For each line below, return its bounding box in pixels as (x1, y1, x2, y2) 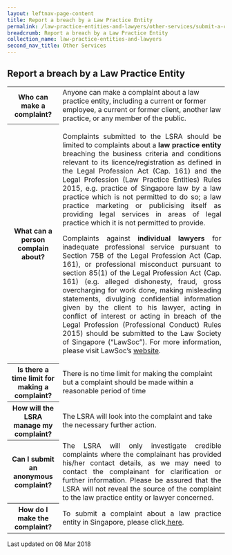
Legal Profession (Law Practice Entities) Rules (61, 174, 222, 184)
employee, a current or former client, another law (61, 104, 222, 114)
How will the (12, 404, 54, 413)
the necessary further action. (61, 420, 157, 430)
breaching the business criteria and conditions (61, 149, 222, 158)
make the (17, 514, 49, 523)
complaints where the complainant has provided (61, 449, 222, 459)
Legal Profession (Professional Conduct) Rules (61, 319, 222, 329)
